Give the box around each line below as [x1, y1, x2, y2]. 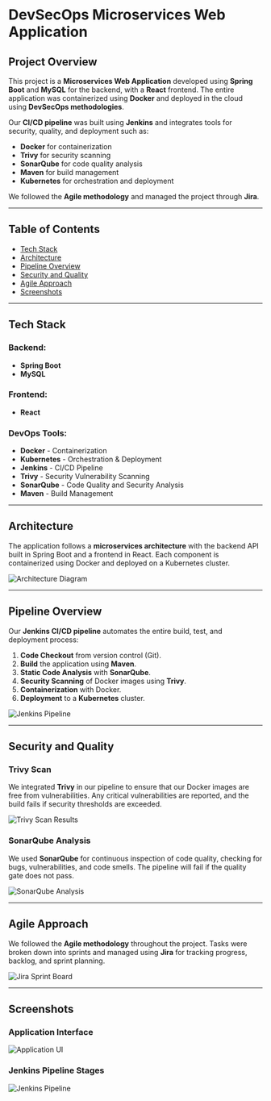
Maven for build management [19, 168, 119, 177]
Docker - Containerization [19, 446, 107, 456]
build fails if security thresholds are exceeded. [8, 799, 163, 809]
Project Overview [8, 55, 98, 69]
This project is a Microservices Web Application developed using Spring [8, 77, 253, 85]
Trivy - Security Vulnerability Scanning [19, 472, 150, 482]
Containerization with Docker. [19, 684, 122, 694]
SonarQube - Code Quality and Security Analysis [19, 480, 184, 490]
